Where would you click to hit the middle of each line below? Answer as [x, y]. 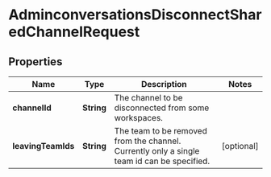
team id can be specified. [162, 161]
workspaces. [139, 118]
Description [164, 84]
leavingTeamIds [44, 146]
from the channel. [148, 141]
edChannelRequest [74, 32]
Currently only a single [157, 151]
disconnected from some [162, 108]
